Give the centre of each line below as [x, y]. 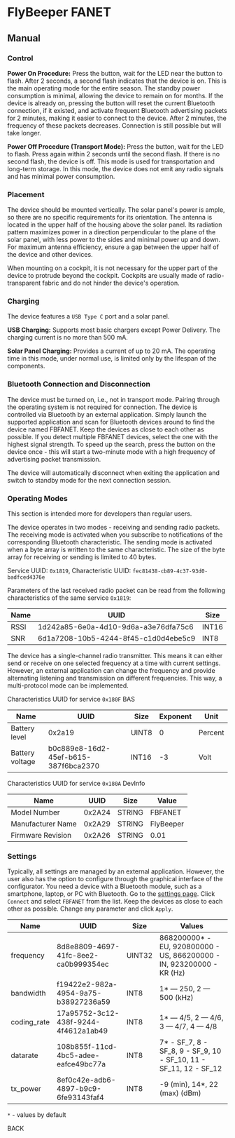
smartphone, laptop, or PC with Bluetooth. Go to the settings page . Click [111, 894]
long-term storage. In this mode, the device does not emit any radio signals [115, 168]
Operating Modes [37, 498]
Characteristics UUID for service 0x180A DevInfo [76, 784]
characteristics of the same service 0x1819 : [69, 598]
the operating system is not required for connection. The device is [102, 407]
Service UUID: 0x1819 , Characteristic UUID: [69, 571]
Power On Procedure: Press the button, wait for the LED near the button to [115, 73]
